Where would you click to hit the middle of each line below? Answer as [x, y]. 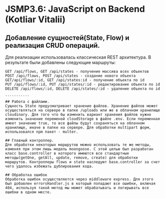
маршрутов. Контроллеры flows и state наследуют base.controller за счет [83, 162]
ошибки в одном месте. [28, 192]
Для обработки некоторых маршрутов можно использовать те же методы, [78, 145]
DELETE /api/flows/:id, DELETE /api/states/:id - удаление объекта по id [83, 89]
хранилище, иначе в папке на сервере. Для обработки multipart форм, [78, 128]
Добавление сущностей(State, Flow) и [67, 38]
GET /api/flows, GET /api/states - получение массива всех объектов [77, 71]
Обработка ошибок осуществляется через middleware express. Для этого [79, 179]
